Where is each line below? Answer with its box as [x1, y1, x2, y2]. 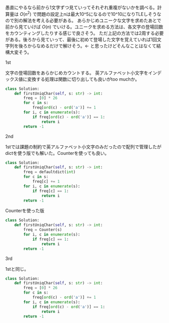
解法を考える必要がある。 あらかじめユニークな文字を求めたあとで [22, 17, 162, 23]
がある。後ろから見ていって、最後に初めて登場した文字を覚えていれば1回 [5, 36, 157, 42]
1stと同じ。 [5, 266, 29, 272]
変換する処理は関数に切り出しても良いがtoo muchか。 [27, 76, 140, 82]
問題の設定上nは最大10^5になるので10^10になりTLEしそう [37, 11, 157, 17]
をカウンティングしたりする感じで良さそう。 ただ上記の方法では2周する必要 [5, 30, 164, 36]
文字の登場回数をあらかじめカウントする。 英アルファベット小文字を [5, 70, 148, 76]
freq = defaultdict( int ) [23, 170, 76, 175]
